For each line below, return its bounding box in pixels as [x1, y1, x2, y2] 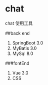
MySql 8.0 [12, 50, 34, 56]
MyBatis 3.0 [12, 45, 37, 51]
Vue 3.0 [12, 69, 29, 75]
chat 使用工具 [5, 20, 33, 26]
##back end [5, 30, 30, 36]
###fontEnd [5, 60, 30, 66]
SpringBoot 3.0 [12, 39, 44, 45]
